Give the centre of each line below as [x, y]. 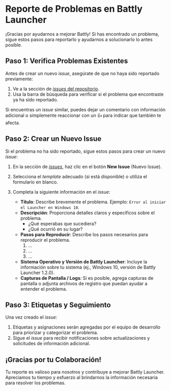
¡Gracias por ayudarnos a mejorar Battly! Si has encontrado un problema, [82, 34]
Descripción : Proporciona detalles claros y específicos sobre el [88, 213]
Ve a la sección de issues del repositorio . [56, 89]
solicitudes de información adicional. [51, 343]
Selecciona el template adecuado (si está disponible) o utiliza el [80, 176]
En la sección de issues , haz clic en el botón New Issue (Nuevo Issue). [87, 167]
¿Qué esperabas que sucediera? [62, 223]
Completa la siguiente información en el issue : [61, 192]
